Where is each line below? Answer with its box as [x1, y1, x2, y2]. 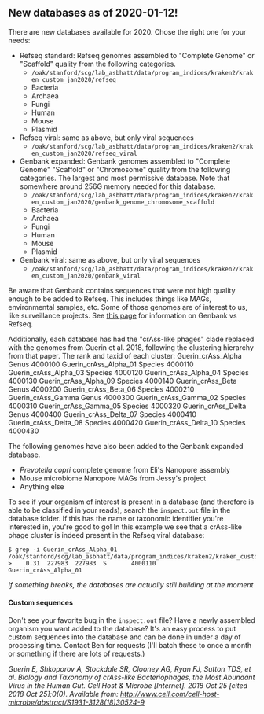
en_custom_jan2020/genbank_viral [31, 271, 141, 280]
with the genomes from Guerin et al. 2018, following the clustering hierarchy [8, 342, 254, 352]
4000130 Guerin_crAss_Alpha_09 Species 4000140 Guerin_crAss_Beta [8, 376, 237, 385]
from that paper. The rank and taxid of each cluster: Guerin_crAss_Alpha [8, 351, 242, 360]
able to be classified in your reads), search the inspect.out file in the [8, 505, 231, 514]
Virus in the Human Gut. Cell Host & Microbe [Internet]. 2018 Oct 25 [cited [8, 681, 248, 690]
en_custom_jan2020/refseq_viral [31, 149, 137, 157]
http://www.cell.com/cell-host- [120, 690, 220, 699]
